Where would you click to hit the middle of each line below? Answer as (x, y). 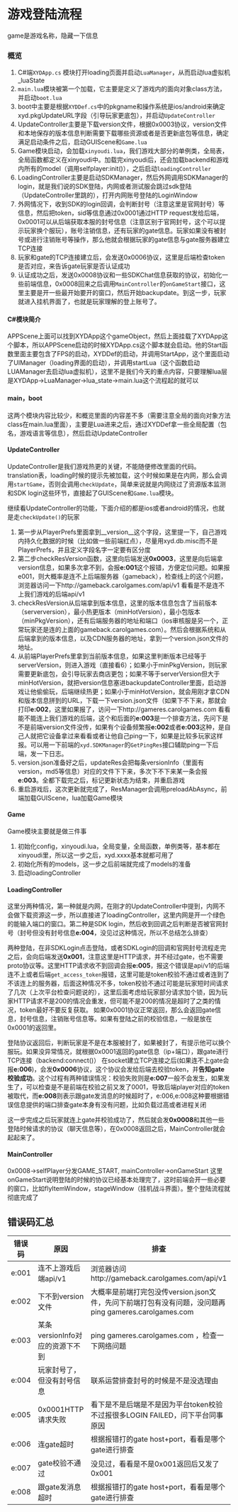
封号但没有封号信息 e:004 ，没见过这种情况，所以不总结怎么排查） (116, 933)
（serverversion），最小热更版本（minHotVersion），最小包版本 (109, 611)
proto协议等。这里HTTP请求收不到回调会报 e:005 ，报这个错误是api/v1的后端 (119, 966)
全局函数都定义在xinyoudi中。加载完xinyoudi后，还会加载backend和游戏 (123, 160)
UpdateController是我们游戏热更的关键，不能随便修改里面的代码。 (104, 466)
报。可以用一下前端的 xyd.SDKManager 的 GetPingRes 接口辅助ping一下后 (118, 745)
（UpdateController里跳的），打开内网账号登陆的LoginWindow (108, 195)
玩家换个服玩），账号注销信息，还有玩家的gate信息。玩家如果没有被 (122, 230)
